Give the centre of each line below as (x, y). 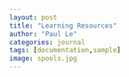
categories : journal (48, 42)
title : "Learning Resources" (63, 26)
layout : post (33, 17)
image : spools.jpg (43, 58)
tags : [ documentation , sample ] (65, 50)
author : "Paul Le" (43, 34)
